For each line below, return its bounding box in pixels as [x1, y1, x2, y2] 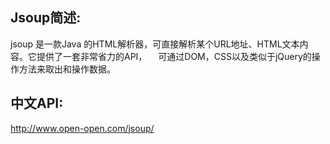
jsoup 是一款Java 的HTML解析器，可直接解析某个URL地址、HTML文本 [10, 38, 300, 50]
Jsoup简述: [10, 9, 82, 27]
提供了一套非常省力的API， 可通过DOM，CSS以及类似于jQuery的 [36, 50, 312, 62]
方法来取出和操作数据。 [18, 63, 116, 75]
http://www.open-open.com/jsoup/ [10, 122, 155, 134]
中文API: [10, 95, 64, 112]
